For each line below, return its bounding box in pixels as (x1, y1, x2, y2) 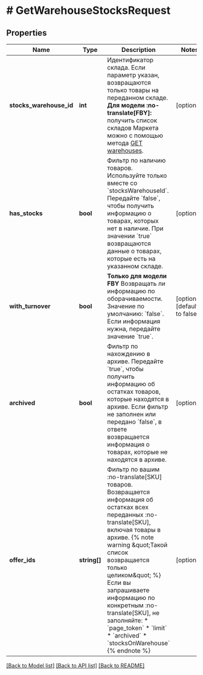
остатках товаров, (107, 387, 161, 396)
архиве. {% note (107, 533, 154, 541)
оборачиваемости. (107, 294, 163, 303)
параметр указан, (107, 71, 160, 79)
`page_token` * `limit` (107, 624, 167, 632)
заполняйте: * (107, 616, 149, 624)
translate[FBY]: (107, 109, 152, 117)
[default (176, 302, 198, 310)
